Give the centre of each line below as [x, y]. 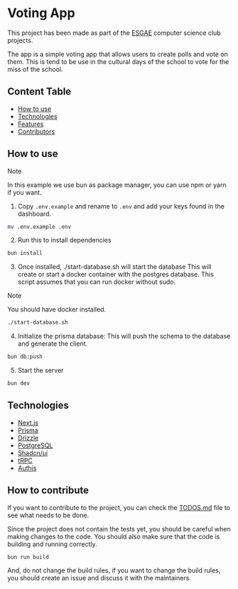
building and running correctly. [52, 544]
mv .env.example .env [39, 227]
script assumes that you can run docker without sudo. [97, 282]
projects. [20, 40]
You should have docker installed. [57, 309]
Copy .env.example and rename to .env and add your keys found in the [121, 206]
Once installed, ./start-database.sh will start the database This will [114, 267]
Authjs [27, 468]
